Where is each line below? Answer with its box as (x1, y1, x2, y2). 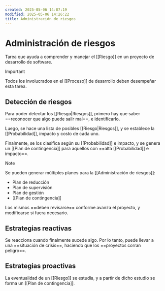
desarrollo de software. (5, 59, 53, 65)
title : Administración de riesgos (5, 16, 76, 21)
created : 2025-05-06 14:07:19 (5, 7, 67, 12)
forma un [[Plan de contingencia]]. (5, 280, 75, 286)
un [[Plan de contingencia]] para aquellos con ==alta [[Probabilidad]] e (5, 146, 149, 152)
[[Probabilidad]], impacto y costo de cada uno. (5, 131, 100, 137)
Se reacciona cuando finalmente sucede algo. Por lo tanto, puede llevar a (5, 237, 154, 243)
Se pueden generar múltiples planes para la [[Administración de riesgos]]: (5, 170, 156, 176)
